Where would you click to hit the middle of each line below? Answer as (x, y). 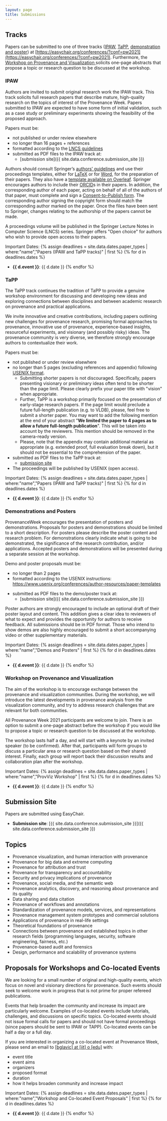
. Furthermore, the (129, 57)
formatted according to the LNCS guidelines (58, 148)
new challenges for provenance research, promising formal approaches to (81, 321)
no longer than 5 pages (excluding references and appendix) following (84, 367)
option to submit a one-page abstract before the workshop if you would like (83, 725)
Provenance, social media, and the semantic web (63, 883)
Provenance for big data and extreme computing (62, 862)
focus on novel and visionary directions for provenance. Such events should (83, 985)
